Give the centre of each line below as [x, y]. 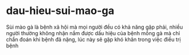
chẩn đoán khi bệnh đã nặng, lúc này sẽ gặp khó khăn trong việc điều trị [93, 39]
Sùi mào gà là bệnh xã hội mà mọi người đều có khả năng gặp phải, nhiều [95, 27]
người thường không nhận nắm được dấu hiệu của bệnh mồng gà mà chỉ [93, 33]
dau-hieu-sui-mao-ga [60, 11]
